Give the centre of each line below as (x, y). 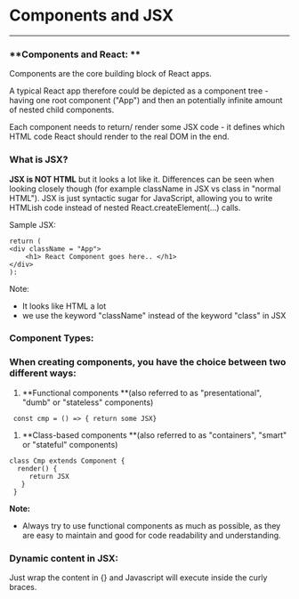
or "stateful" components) (70, 444)
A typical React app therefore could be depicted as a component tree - (139, 91)
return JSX (49, 476)
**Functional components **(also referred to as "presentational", (142, 393)
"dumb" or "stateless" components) (88, 402)
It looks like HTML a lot (64, 306)
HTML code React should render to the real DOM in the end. (119, 137)
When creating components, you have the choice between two (148, 362)
